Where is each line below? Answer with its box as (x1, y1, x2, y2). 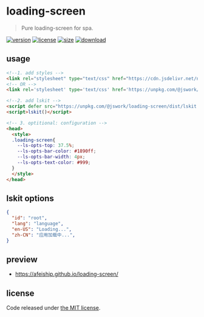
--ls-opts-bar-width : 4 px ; (17, 154, 86, 160)
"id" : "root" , (12, 215, 47, 221)
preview (6, 254, 38, 265)
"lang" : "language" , (12, 220, 64, 227)
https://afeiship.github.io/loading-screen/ (15, 270, 118, 278)
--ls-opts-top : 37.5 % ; (17, 143, 75, 149)
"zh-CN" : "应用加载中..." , (12, 232, 76, 238)
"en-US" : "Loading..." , (12, 226, 72, 232)
